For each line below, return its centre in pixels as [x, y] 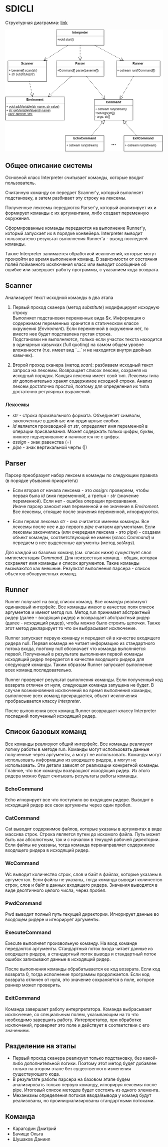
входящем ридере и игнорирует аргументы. [52, 919]
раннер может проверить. [33, 985]
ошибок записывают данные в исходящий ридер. [58, 959]
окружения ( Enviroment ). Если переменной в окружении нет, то [80, 329]
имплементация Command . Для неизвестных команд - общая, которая [81, 558]
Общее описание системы [49, 165]
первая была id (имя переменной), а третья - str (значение [75, 496]
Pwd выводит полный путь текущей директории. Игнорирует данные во [82, 914]
